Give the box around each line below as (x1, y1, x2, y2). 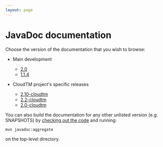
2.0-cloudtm (20, 102, 47, 108)
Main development (12, 56, 52, 62)
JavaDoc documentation (5, 29, 112, 41)
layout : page (5, 7, 33, 13)
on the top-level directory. (5, 136, 60, 142)
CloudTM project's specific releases (12, 81, 89, 87)
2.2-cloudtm (20, 96, 47, 102)
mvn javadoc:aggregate (5, 127, 53, 132)
